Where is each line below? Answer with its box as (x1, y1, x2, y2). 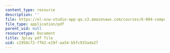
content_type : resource (5, 7, 56, 13)
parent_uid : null (5, 26, 42, 31)
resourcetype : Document (5, 31, 56, 36)
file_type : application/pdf (5, 21, 65, 27)
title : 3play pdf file (5, 36, 53, 41)
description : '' (5, 12, 39, 17)
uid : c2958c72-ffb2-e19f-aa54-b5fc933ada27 (5, 40, 99, 45)
